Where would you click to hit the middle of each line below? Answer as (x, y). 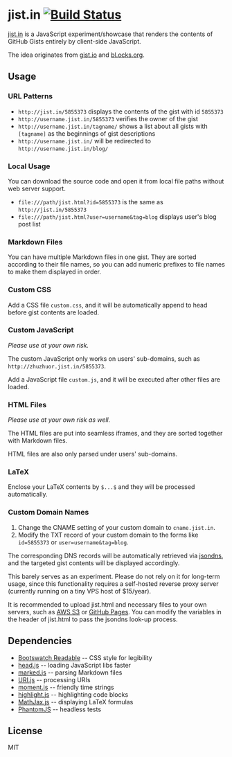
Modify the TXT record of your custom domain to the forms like (108, 535)
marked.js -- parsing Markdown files (70, 673)
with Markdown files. (38, 440)
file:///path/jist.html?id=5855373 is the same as (90, 202)
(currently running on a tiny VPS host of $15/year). (80, 591)
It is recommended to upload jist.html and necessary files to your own (107, 604)
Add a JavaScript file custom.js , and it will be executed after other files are (114, 379)
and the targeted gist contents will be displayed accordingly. (94, 563)
